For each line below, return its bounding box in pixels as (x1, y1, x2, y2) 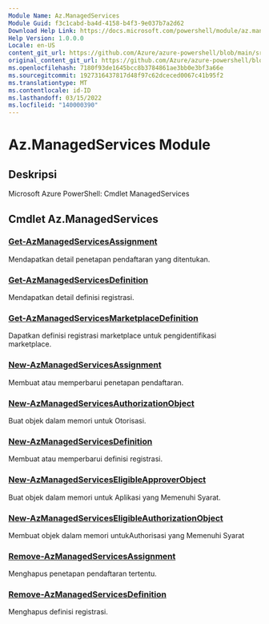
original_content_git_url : (8, 57, 98, 65)
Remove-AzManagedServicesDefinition (8, 589, 167, 600)
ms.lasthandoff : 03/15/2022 (8, 94, 102, 102)
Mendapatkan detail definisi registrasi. (8, 293, 134, 302)
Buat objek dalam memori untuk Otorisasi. (8, 416, 147, 425)
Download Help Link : (8, 26, 78, 34)
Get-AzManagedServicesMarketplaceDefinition (8, 313, 199, 324)
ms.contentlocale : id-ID (8, 86, 91, 95)
